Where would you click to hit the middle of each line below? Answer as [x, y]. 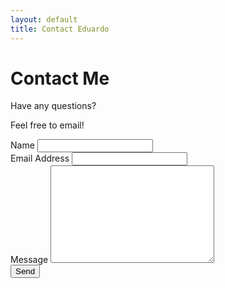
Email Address [40, 158]
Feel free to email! [47, 125]
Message [29, 260]
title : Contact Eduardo [60, 29]
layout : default [44, 19]
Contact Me [60, 78]
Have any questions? [53, 106]
